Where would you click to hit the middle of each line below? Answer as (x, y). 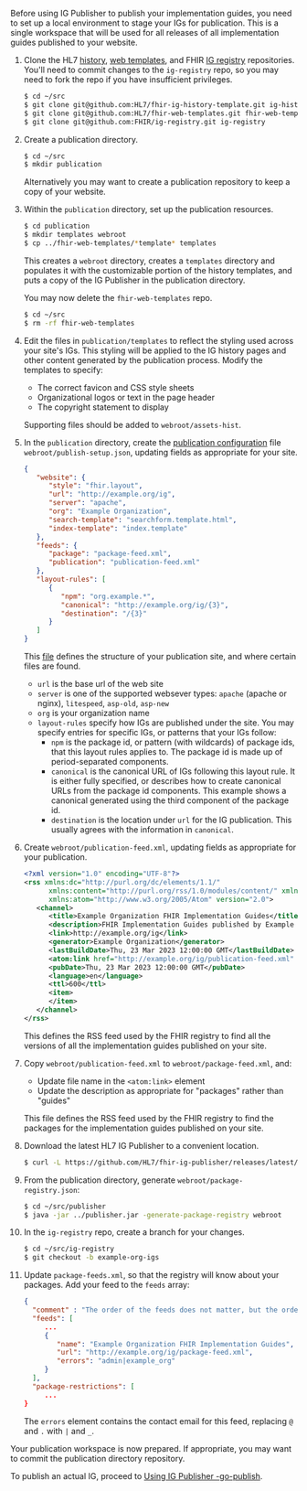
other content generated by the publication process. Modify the (143, 359)
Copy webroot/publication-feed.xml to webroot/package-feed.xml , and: (158, 1063)
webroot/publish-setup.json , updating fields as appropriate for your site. (160, 452)
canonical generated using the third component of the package (170, 800)
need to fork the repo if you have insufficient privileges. (128, 80)
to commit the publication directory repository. (98, 1458)
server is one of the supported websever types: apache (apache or (162, 693)
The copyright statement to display (103, 407)
